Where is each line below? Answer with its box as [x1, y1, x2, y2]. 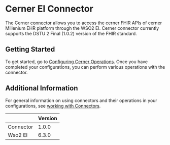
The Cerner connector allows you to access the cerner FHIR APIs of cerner [5, 20, 162, 26]
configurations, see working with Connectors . [5, 103, 101, 109]
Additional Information [5, 84, 78, 92]
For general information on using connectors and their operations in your [5, 97, 157, 104]
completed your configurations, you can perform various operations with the [5, 64, 165, 70]
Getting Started [5, 45, 55, 54]
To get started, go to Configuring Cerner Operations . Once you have [5, 59, 148, 65]
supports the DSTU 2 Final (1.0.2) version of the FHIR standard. [5, 30, 137, 36]
